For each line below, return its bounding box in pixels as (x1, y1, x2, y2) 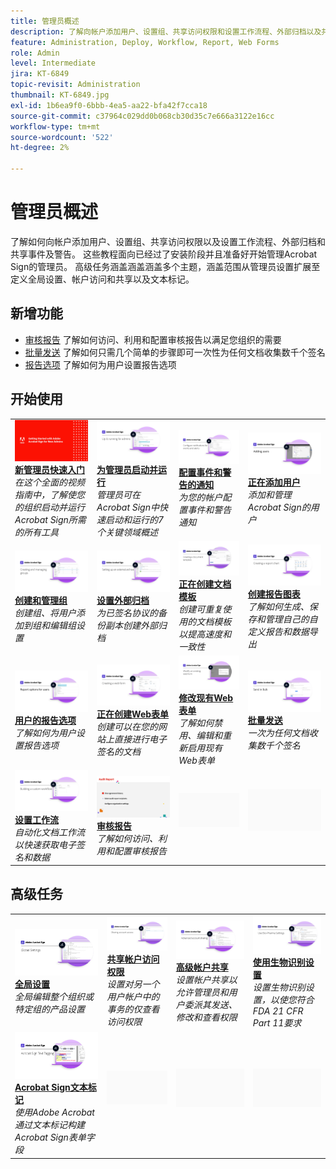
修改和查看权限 (175, 1011, 238, 1024)
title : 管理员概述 (10, 16, 80, 26)
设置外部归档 (96, 594, 150, 606)
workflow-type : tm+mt (10, 121, 101, 132)
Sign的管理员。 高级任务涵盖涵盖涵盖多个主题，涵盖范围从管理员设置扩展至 (10, 260, 321, 272)
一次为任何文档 (247, 727, 310, 739)
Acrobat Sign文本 (14, 1081, 88, 1094)
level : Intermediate (10, 58, 97, 69)
